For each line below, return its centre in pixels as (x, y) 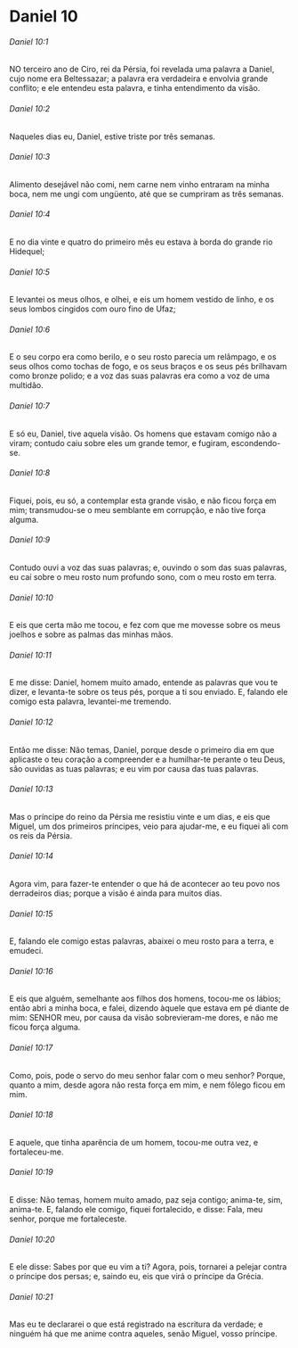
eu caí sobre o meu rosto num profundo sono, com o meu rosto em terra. (143, 577)
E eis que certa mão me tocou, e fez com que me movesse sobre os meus (145, 625)
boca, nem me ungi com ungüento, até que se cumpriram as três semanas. (147, 194)
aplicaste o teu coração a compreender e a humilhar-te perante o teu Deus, (147, 759)
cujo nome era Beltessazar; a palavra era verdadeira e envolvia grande (139, 79)
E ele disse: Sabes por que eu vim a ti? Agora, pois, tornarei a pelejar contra (148, 1267)
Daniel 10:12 (31, 722)
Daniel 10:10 (31, 597)
